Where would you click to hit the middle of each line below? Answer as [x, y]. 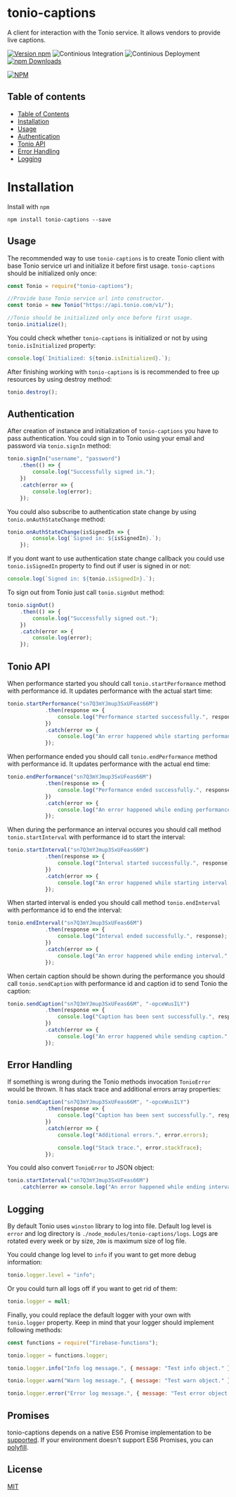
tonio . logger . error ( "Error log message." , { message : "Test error [106, 1393]
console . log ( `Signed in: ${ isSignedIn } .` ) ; [97, 539]
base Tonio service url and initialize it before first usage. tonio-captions [111, 265]
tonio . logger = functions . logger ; [58, 1355]
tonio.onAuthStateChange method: [56, 519]
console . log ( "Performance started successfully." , [133, 717]
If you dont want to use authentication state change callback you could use [116, 558]
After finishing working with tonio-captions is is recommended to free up [113, 372]
